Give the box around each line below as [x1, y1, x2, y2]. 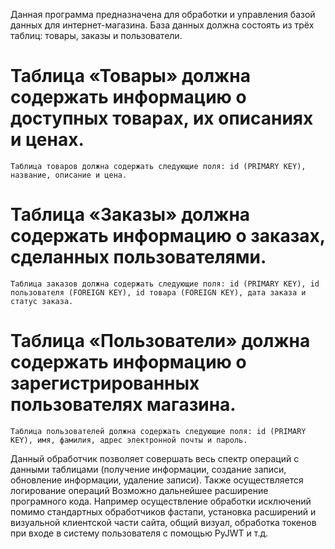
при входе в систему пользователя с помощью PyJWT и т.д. [10, 527, 269, 539]
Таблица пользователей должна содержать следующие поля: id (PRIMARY [10, 426, 307, 436]
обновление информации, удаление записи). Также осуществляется [10, 474, 304, 486]
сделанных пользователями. [10, 246, 267, 269]
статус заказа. [10, 296, 74, 306]
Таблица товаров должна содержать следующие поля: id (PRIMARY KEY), [10, 161, 307, 171]
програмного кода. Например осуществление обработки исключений [10, 495, 312, 507]
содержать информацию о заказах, [10, 225, 326, 248]
